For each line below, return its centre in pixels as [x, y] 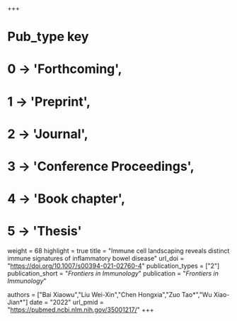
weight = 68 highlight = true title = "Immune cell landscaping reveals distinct [118, 251]
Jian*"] [18, 303]
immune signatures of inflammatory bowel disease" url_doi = [96, 259]
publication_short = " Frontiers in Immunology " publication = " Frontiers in [113, 274]
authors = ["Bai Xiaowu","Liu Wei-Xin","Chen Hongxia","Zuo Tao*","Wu [110, 295]
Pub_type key [48, 37]
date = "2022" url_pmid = [67, 303]
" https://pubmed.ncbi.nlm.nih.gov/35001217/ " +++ [81, 310]
